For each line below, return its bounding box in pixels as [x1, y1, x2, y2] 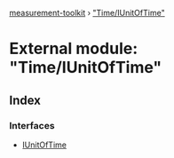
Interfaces [9, 119, 55, 131]
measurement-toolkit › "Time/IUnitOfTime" [9, 8, 166, 18]
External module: [9, 39, 138, 59]
